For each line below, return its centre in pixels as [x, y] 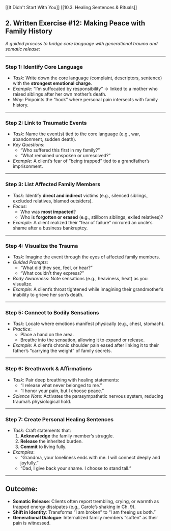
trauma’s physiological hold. [42, 401]
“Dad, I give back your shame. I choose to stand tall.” [76, 468]
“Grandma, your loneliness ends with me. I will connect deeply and [90, 457]
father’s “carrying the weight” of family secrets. [62, 351]
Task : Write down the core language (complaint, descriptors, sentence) [87, 78]
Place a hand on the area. [47, 335]
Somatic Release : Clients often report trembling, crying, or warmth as [86, 501]
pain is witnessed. [32, 523]
